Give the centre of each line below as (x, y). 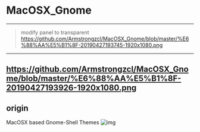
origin (17, 108)
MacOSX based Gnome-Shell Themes (53, 122)
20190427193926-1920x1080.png (71, 88)
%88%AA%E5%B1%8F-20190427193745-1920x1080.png (92, 45)
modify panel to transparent (55, 32)
